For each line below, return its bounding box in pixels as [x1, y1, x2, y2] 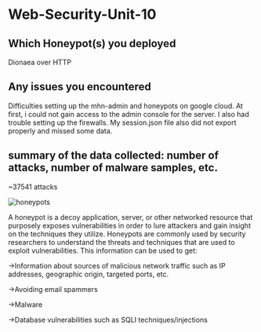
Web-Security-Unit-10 [8, 5, 157, 24]
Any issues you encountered [8, 80, 151, 93]
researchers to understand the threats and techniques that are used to [8, 237, 235, 246]
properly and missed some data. [8, 126, 113, 135]
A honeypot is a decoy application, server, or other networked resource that [8, 212, 253, 221]
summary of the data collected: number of [8, 149, 219, 162]
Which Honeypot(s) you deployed [8, 37, 176, 50]
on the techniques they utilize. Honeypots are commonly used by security [8, 229, 246, 239]
